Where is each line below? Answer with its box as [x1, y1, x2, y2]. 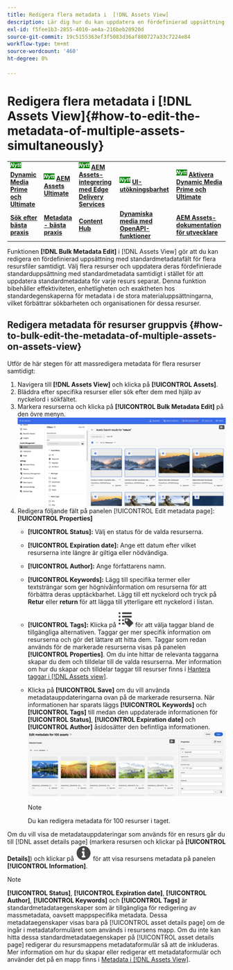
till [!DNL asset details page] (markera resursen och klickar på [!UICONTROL [7, 838, 227, 846]
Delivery [78, 193, 104, 201]
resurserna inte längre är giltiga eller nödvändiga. [27, 548, 169, 556]
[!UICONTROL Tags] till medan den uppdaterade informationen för [27, 708, 218, 716]
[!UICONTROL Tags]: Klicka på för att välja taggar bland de [27, 620, 214, 629]
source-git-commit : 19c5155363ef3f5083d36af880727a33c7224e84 [7, 33, 191, 40]
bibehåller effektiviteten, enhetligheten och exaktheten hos [7, 284, 175, 292]
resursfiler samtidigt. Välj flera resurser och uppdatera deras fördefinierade [7, 261, 222, 270]
